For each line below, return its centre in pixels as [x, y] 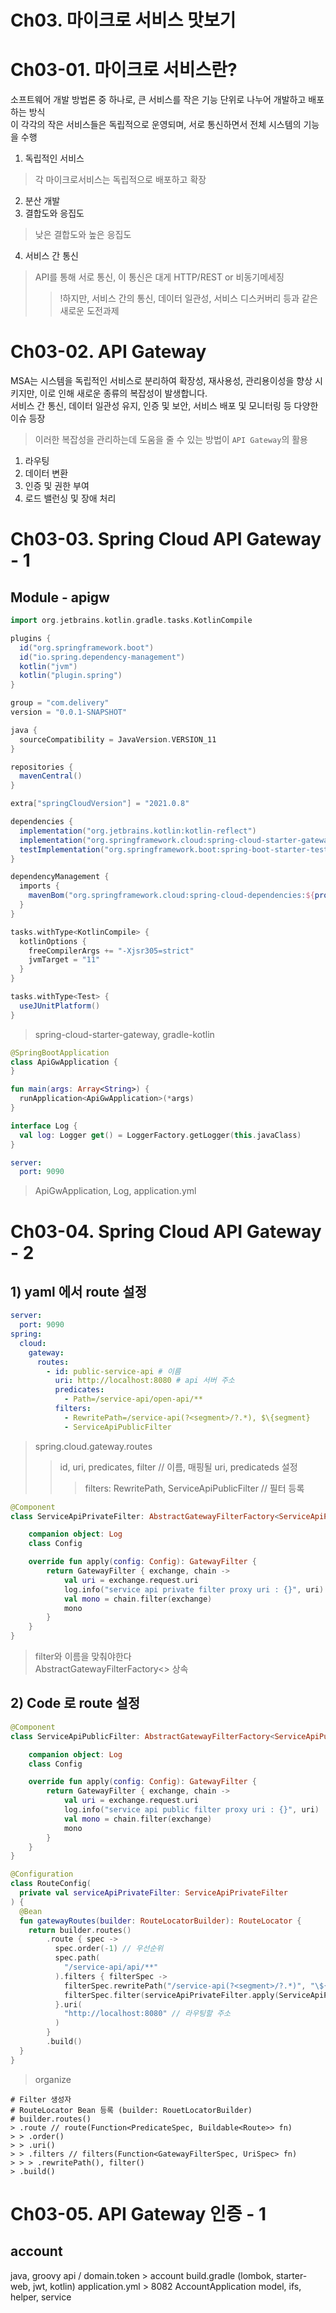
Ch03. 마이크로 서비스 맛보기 [123, 20]
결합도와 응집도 [54, 213]
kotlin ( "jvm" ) [48, 666]
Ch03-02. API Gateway [108, 352]
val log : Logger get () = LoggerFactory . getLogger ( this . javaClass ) [160, 1135]
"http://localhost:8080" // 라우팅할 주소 [147, 2014]
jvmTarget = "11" [64, 960]
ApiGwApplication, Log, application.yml [115, 1191]
